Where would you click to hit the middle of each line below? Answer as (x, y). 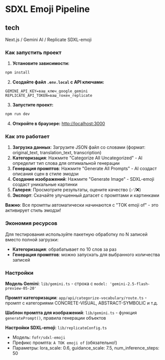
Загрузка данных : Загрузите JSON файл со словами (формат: (79, 147)
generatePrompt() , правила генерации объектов (56, 318)
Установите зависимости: (41, 63)
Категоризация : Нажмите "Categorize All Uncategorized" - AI (78, 158)
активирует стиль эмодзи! (33, 210)
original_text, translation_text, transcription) (57, 153)
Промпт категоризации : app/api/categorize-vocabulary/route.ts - (76, 298)
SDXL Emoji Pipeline (48, 9)
